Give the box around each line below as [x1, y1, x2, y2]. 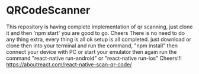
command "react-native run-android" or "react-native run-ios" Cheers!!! [6, 54, 182, 62]
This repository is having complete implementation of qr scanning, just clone [6, 23, 193, 30]
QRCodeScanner [6, 4, 91, 17]
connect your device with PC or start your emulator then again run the [6, 48, 177, 55]
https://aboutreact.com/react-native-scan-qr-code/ [6, 60, 132, 68]
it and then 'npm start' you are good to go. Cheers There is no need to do [6, 29, 185, 36]
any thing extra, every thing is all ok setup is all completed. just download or [6, 36, 191, 43]
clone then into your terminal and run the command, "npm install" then [6, 42, 178, 49]
